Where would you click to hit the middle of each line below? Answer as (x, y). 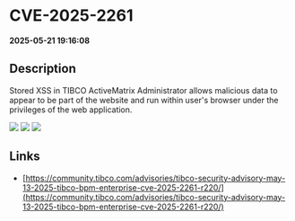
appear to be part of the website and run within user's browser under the (144, 100)
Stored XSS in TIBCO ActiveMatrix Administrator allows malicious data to (143, 90)
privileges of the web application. (71, 110)
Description (43, 69)
